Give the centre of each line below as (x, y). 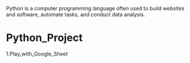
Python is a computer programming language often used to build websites (95, 8)
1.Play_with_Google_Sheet (37, 54)
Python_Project (44, 38)
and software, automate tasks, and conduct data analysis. (76, 14)
